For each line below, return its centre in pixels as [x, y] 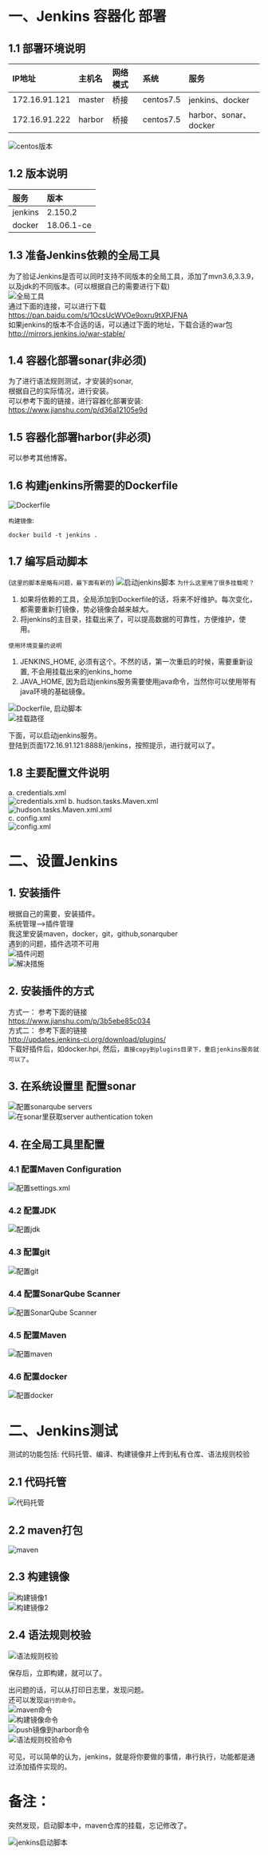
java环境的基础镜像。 [55, 691]
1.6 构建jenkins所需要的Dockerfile [93, 485]
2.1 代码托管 [37, 1481]
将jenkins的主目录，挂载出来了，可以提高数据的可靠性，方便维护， [129, 619]
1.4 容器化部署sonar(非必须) [78, 361]
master [92, 99]
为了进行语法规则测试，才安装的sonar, [71, 381]
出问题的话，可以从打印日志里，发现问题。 [78, 1690]
